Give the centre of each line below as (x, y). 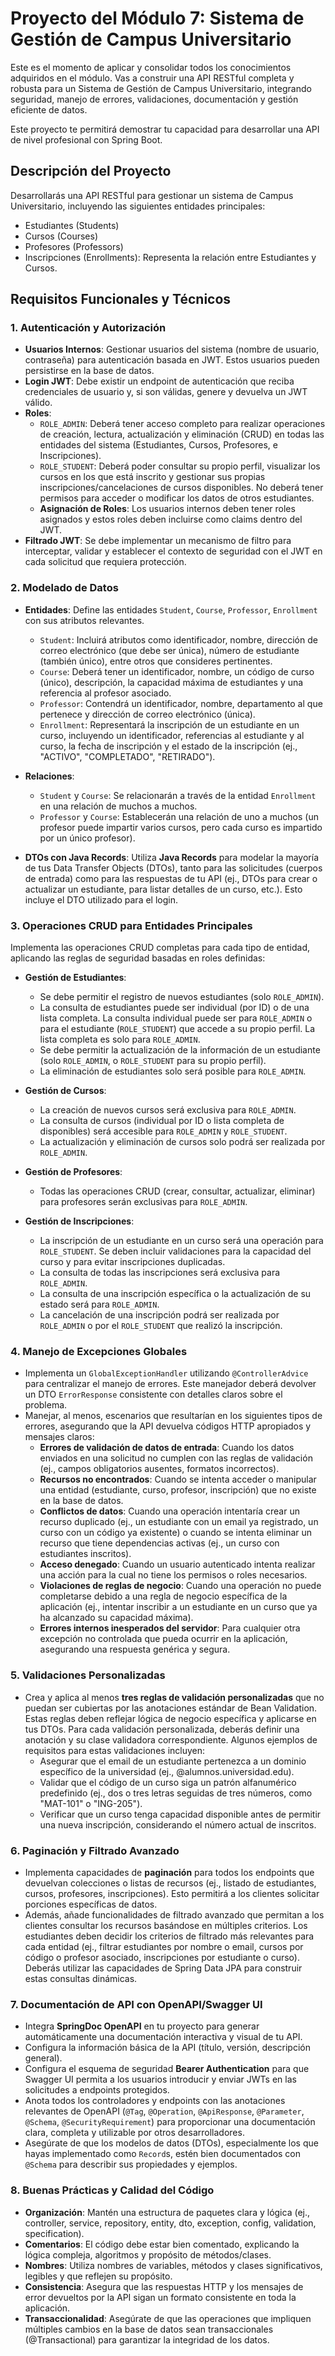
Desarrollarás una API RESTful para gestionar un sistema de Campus (152, 195)
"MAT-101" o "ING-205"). (91, 1803)
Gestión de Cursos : (65, 1091)
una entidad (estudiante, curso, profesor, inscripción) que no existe (178, 1490)
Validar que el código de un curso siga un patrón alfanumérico (168, 1782)
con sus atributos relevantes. (84, 620)
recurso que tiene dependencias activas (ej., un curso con (159, 1543)
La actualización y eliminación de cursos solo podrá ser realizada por (182, 1142)
